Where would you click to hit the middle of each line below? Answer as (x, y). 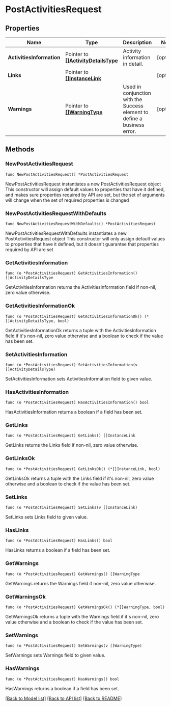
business (134, 125)
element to (136, 112)
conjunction (137, 93)
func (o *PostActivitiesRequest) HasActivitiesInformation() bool (77, 403)
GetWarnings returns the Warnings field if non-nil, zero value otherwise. (81, 583)
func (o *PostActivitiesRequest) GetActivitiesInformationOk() (74, 316)
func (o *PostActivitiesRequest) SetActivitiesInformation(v (72, 365)
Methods (20, 150)
